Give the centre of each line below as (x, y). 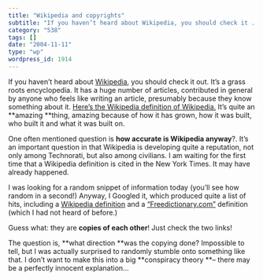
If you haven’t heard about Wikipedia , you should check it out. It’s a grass (127, 81)
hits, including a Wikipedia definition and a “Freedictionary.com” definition (128, 204)
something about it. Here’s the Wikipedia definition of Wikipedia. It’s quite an (132, 106)
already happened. (39, 172)
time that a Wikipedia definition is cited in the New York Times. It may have (129, 164)
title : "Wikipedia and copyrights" (67, 15)
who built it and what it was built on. (67, 123)
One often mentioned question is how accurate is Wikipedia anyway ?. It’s (128, 138)
